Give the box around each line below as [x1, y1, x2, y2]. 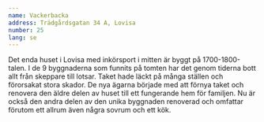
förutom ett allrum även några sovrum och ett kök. [8, 105, 172, 115]
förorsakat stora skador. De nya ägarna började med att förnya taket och [8, 80, 244, 90]
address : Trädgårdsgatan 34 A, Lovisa [8, 19, 136, 27]
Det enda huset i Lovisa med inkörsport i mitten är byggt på [8, 55, 202, 65]
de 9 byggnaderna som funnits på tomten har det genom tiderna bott [32, 64, 256, 73]
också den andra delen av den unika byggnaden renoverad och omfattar [8, 97, 243, 106]
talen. [8, 64, 27, 73]
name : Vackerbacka [8, 11, 69, 20]
